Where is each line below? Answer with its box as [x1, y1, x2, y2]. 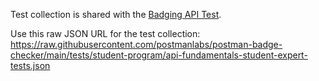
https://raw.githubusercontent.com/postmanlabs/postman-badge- [10, 39, 283, 50]
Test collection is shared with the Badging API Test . [10, 9, 222, 20]
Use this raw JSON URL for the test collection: [10, 28, 201, 39]
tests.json [10, 60, 51, 71]
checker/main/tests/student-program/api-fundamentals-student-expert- [10, 49, 308, 61]
